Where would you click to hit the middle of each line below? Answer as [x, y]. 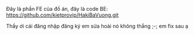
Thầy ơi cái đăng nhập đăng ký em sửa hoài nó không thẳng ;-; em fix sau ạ [97, 26]
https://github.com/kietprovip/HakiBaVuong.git [62, 15]
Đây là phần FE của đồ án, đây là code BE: [57, 9]
